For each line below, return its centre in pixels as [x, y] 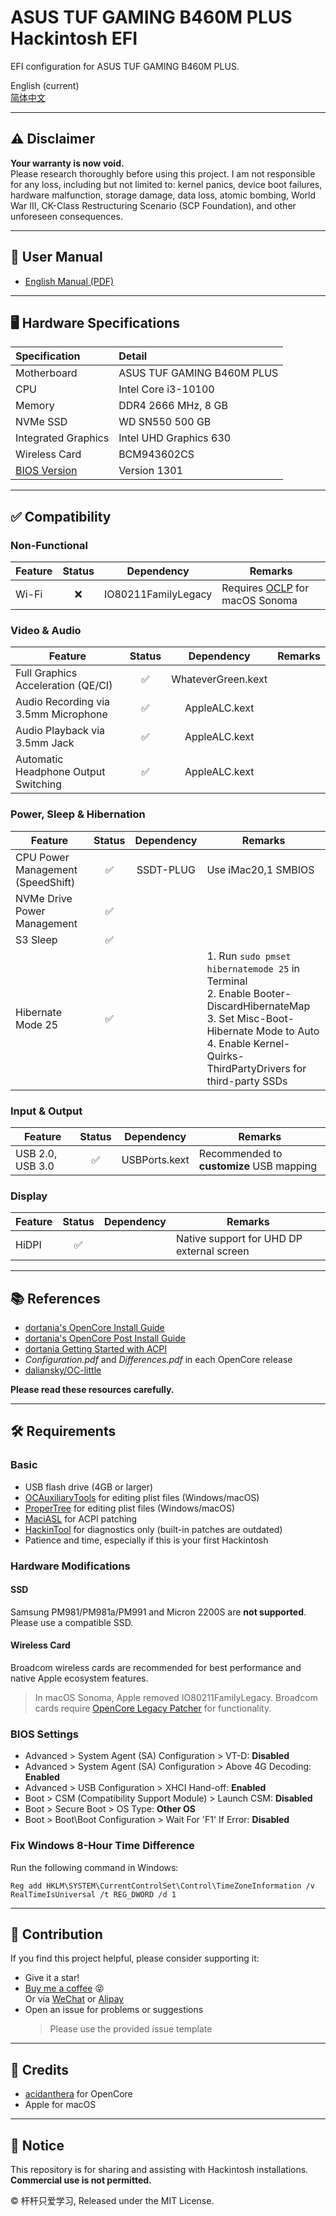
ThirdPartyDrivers [248, 1068]
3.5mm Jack [45, 743]
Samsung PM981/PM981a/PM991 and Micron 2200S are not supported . [158, 1612]
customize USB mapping [257, 1166]
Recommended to [240, 1153]
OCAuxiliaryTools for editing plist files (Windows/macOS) [142, 1497]
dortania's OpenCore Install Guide [94, 1328]
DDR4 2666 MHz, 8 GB [173, 406]
